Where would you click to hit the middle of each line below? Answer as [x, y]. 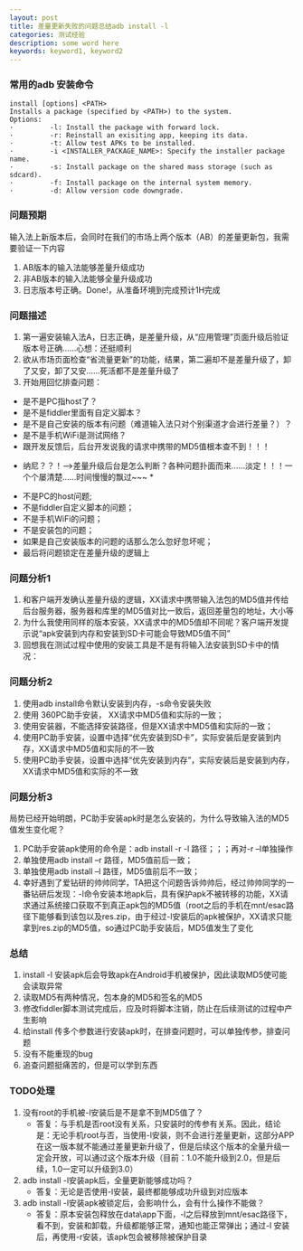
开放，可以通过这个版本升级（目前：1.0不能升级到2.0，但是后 [166, 1157]
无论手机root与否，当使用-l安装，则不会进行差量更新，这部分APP [173, 1134]
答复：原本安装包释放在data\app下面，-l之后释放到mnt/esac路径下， [164, 1214]
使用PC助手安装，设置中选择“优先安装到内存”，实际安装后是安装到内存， [158, 759]
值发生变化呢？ [37, 829]
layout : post [34, 18]
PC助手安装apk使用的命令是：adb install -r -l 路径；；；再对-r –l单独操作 [158, 848]
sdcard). [26, 175]
